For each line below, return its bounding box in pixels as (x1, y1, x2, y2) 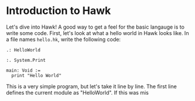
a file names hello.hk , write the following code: (6, 36, 121, 43)
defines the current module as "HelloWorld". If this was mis (6, 89, 149, 96)
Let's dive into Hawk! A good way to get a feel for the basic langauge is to (6, 23, 185, 30)
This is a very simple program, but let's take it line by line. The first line (6, 83, 177, 90)
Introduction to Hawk (6, 4, 112, 18)
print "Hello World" (11, 72, 62, 78)
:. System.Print (6, 57, 46, 63)
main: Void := (6, 67, 41, 74)
